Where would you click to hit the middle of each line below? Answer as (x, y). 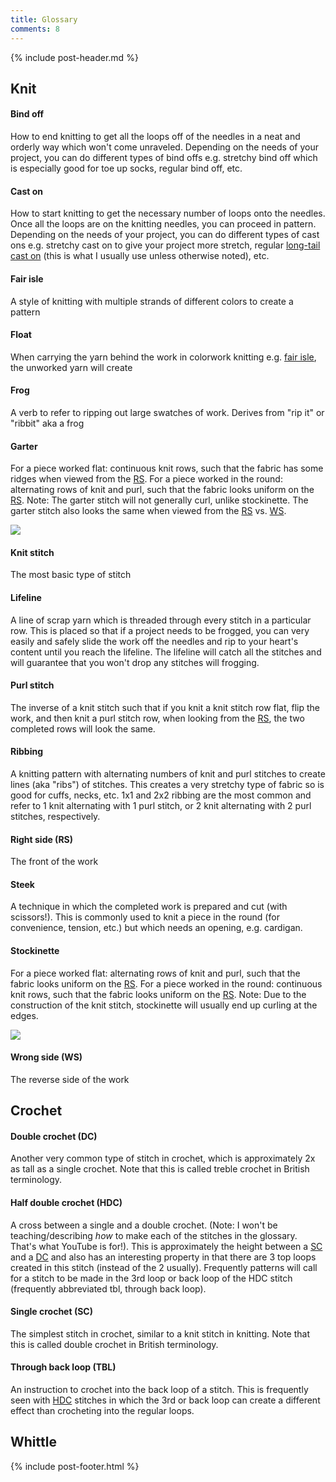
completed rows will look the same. (83, 728)
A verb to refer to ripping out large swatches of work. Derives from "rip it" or (167, 412)
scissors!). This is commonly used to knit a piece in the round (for (145, 917)
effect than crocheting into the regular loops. (102, 1410)
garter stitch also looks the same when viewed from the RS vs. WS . (148, 511)
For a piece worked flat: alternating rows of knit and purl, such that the (155, 973)
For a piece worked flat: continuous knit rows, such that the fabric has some (167, 468)
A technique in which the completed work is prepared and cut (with (149, 907)
